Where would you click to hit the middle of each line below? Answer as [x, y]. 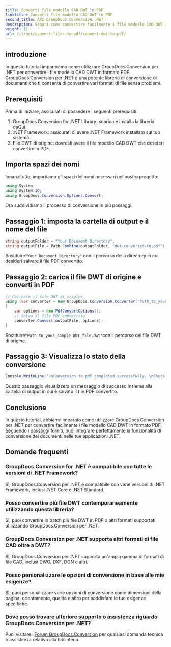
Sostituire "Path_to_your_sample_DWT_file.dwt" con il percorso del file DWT [83, 335]
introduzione [26, 54]
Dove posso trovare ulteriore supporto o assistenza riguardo [81, 617]
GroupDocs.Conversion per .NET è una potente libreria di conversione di [81, 78]
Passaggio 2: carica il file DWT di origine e [73, 277]
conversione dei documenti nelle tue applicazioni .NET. [63, 436]
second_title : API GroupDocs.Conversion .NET [54, 19]
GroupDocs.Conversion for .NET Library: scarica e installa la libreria [83, 121]
